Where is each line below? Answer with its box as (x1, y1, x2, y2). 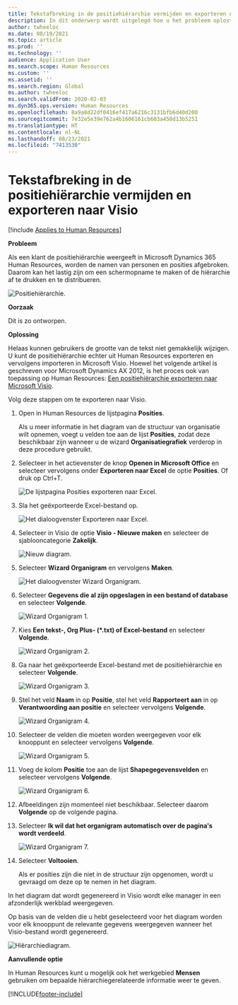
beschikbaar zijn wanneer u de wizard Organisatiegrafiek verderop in (18, 437, 222, 446)
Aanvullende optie (8, 955, 63, 963)
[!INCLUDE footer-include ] (8, 990, 83, 999)
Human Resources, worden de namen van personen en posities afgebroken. (8, 261, 230, 269)
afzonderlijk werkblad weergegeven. (8, 899, 114, 907)
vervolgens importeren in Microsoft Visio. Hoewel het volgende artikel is (8, 359, 218, 368)
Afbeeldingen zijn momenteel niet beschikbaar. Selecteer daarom (18, 800, 209, 809)
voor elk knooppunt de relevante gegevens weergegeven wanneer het (8, 920, 213, 929)
